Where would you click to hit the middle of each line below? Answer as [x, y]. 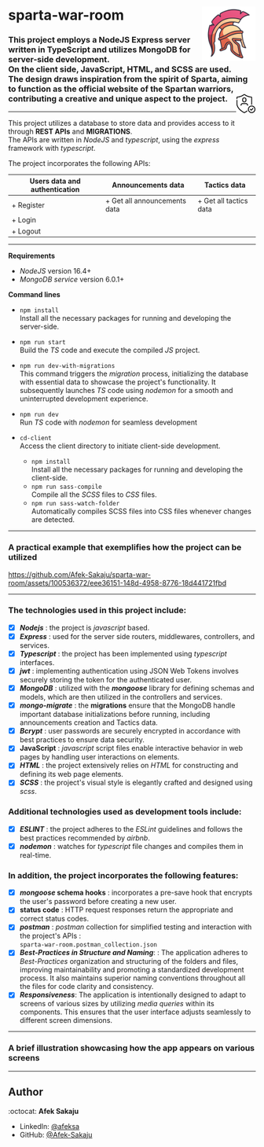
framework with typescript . [52, 149]
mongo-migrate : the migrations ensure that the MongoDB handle [127, 705]
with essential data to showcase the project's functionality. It [117, 382]
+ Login [24, 220]
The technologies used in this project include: [97, 610]
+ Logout [26, 231]
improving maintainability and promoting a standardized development [132, 970]
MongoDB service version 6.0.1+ [72, 279]
